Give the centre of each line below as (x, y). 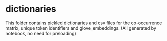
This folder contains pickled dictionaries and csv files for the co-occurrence (84, 23)
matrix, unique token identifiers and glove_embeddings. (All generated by (81, 28)
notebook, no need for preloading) (41, 33)
